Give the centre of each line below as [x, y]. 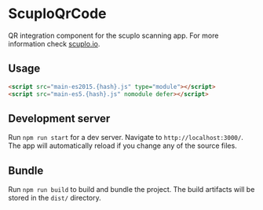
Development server [59, 118]
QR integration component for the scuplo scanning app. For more [113, 35]
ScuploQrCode [58, 14]
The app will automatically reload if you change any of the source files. [122, 146]
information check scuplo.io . [54, 43]
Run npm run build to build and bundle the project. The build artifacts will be [131, 190]
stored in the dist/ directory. [55, 198]
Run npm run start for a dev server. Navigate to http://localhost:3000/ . [126, 138]
